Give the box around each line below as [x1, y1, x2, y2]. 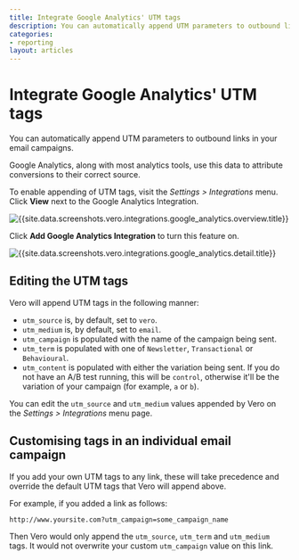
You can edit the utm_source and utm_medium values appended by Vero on [9, 398, 277, 408]
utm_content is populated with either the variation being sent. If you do [21, 362, 280, 373]
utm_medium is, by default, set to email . [21, 324, 162, 334]
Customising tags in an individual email [9, 433, 231, 449]
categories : [9, 29, 53, 38]
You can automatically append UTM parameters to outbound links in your [9, 133, 278, 144]
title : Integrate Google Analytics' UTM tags [9, 12, 181, 22]
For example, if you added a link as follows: [9, 498, 168, 508]
